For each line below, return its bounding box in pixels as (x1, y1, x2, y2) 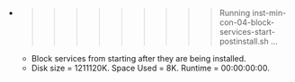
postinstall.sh (219, 36, 269, 46)
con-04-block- (219, 17, 275, 28)
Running (219, 8, 251, 18)
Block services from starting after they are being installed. (31, 53, 246, 63)
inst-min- (251, 8, 287, 18)
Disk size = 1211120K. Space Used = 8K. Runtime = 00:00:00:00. (31, 62, 270, 73)
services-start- (219, 27, 276, 37)
